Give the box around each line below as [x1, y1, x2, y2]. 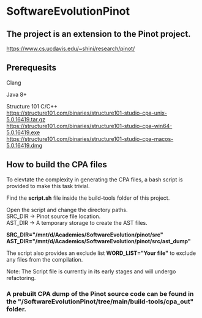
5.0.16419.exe [6, 129, 40, 136]
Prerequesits [6, 62, 57, 73]
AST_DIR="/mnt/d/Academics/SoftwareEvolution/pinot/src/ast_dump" [6, 237, 191, 244]
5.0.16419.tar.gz [6, 115, 46, 123]
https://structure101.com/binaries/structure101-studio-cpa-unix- [6, 109, 167, 116]
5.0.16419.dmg [6, 142, 43, 149]
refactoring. [6, 274, 36, 281]
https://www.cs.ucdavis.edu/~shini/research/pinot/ [6, 45, 135, 52]
